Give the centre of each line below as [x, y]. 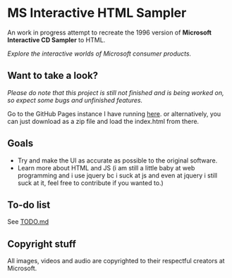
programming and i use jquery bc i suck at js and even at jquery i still [117, 175]
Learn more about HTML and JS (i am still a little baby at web [106, 168]
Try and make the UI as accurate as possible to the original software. [117, 160]
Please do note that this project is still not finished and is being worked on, [116, 92]
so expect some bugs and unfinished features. [75, 100]
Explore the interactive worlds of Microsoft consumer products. [99, 53]
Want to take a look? [53, 76]
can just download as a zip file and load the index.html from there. [103, 121]
